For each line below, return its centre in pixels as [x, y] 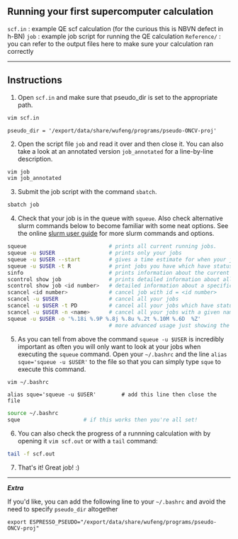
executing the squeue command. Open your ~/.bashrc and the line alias [122, 354]
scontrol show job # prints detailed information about [114, 279]
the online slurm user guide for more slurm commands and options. [116, 234]
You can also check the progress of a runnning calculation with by [114, 433]
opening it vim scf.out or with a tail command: [87, 441]
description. [35, 159]
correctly [21, 51]
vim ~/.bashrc [28, 382]
